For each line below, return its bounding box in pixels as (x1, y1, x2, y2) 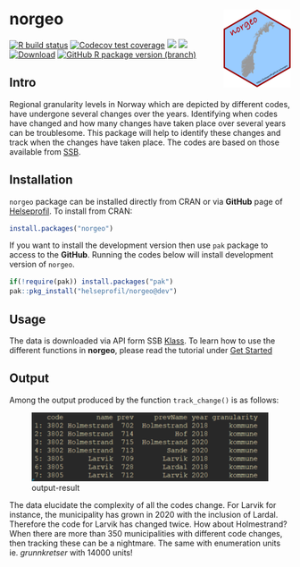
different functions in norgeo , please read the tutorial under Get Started (9, 345, 272, 355)
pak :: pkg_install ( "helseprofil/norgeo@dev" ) (9, 287, 178, 296)
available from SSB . (9, 146, 82, 157)
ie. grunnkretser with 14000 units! (9, 546, 133, 558)
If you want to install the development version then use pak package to (9, 240, 269, 250)
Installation (9, 173, 73, 188)
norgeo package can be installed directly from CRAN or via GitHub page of (9, 196, 283, 207)
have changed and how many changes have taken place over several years (9, 117, 287, 129)
